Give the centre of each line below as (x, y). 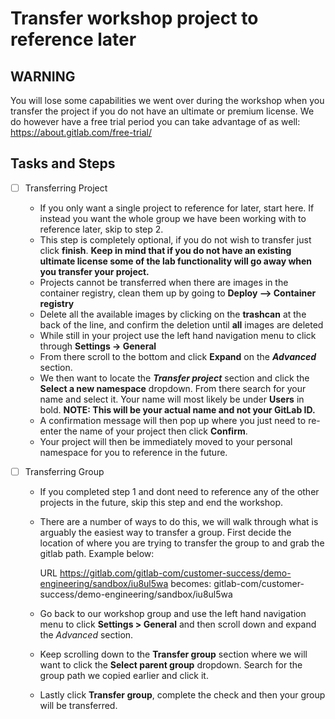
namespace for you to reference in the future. (133, 452)
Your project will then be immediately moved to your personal (166, 441)
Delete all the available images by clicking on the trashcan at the (173, 314)
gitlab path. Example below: (97, 553)
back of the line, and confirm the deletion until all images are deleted (181, 324)
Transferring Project (66, 188)
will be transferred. (78, 705)
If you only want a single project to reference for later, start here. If (177, 208)
